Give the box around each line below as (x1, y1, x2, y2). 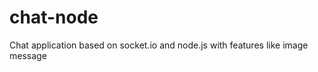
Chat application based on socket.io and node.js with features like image (9, 39, 309, 51)
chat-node (9, 6, 99, 29)
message (9, 49, 47, 61)
